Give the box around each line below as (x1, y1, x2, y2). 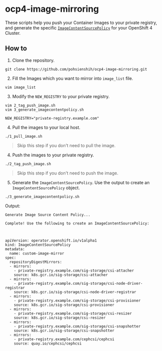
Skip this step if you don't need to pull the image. (17, 142, 116, 148)
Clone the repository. (12, 57, 55, 63)
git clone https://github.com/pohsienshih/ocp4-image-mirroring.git (5, 67, 147, 72)
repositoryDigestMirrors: (9, 259, 62, 264)
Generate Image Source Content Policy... (5, 212, 91, 217)
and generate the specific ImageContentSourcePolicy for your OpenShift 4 (5, 25, 153, 30)
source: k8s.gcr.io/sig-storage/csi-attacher (14, 272, 108, 277)
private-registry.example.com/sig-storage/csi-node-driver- (18, 281, 143, 286)
